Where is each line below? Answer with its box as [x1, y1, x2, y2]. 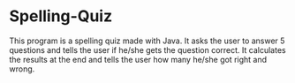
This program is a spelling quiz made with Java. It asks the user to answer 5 [9, 35, 285, 46]
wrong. [9, 64, 35, 74]
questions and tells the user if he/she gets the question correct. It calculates [9, 44, 286, 55]
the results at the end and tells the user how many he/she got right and [9, 54, 268, 64]
